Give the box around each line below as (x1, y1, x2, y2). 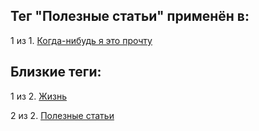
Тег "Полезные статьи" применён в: (10, 8, 250, 25)
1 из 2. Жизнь (10, 90, 67, 102)
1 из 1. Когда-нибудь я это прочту (10, 34, 153, 46)
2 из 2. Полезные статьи (10, 109, 115, 121)
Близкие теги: (10, 64, 102, 81)
